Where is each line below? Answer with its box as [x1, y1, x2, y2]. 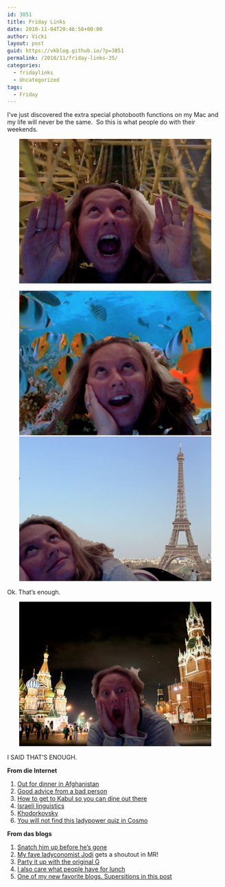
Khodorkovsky [16, 809, 58, 817]
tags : [7, 83, 23, 91]
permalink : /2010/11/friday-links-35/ [7, 55, 118, 62]
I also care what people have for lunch [16, 865, 126, 873]
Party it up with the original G [16, 857, 100, 866]
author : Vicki [7, 33, 48, 40]
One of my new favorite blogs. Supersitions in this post [16, 873, 173, 881]
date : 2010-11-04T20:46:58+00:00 [7, 25, 103, 32]
